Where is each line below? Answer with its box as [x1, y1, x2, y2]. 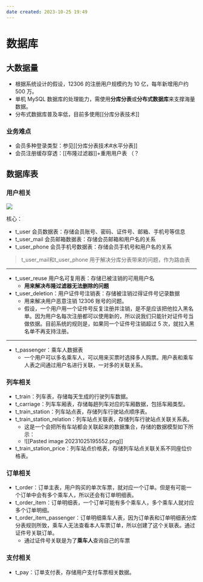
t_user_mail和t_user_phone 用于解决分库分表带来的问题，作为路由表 [21, 256, 190, 263]
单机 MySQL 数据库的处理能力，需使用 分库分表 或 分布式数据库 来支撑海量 [14, 95, 195, 102]
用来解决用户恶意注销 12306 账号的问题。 [24, 297, 127, 304]
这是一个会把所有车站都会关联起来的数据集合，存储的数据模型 [24, 423, 178, 430]
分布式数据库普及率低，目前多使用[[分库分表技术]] [14, 110, 140, 118]
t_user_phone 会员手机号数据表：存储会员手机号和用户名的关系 [14, 243, 172, 250]
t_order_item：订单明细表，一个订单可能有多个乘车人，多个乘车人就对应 [14, 499, 195, 506]
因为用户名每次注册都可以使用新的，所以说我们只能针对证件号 [34, 312, 188, 319]
